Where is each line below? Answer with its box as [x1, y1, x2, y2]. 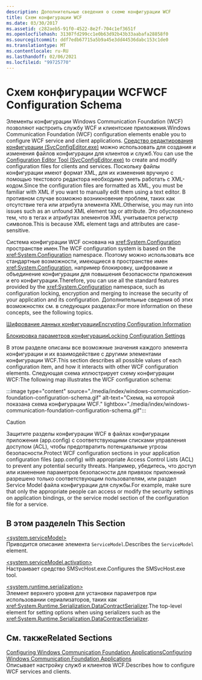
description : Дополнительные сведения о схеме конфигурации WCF [6, 8, 171, 15]
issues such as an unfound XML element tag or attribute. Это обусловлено [6, 207, 194, 215]
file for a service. [6, 501, 48, 508]
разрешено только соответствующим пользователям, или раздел [6, 475, 177, 482]
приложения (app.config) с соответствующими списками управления [6, 436, 186, 444]
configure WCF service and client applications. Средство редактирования [6, 137, 194, 145]
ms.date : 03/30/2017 [6, 20, 58, 26]
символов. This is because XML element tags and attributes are [6, 221, 165, 228]
